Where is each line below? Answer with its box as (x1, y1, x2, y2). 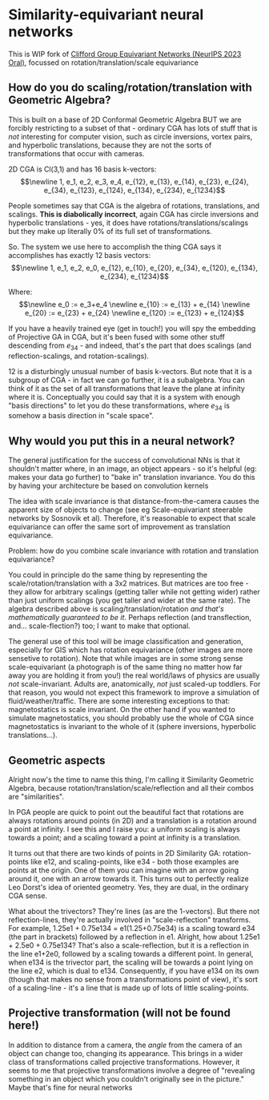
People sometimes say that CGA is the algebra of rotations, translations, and (8, 200, 260, 210)
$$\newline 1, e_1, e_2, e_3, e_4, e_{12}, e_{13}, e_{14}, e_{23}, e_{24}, (20, 176, 249, 186)
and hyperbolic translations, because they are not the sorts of (8, 140, 212, 150)
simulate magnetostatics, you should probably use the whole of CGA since (8, 713, 255, 723)
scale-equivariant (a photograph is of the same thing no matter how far (8, 663, 243, 672)
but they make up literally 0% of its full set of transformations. (8, 226, 212, 236)
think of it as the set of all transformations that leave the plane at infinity (8, 383, 246, 393)
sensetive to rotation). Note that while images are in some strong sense (8, 654, 243, 663)
